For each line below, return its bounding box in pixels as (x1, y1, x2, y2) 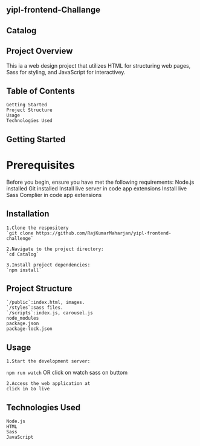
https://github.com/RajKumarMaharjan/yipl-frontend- (36, 230, 172, 236)
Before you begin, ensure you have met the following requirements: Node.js (6, 178, 195, 186)
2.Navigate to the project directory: (6, 246, 104, 252)
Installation (6, 208, 50, 219)
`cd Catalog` (6, 251, 39, 257)
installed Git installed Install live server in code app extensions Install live (6, 184, 187, 192)
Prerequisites (6, 158, 76, 172)
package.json (6, 320, 39, 327)
